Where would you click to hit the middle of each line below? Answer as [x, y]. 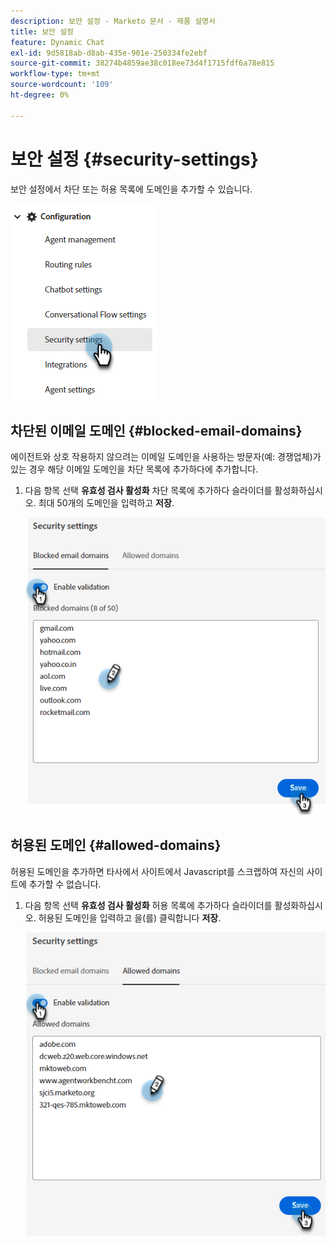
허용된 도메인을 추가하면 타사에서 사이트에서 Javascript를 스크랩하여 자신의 [157, 871]
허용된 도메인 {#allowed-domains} [116, 845]
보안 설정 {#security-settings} [134, 159]
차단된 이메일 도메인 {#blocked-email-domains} [156, 430]
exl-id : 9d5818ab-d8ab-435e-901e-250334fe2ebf [109, 53]
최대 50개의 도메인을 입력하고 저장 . [106, 503]
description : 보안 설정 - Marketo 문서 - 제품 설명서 [113, 21]
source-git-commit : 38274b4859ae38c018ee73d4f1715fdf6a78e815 [142, 63]
